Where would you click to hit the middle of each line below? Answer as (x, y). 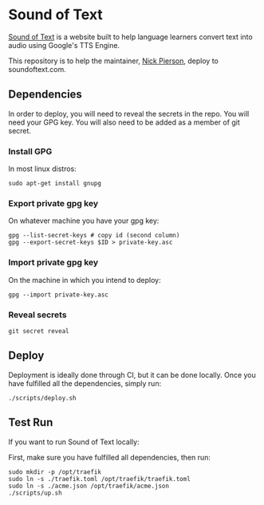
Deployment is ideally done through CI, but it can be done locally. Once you (132, 375)
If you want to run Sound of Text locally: (74, 442)
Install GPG (30, 151)
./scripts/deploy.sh (43, 398)
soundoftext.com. (37, 69)
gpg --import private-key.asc (59, 294)
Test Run (31, 422)
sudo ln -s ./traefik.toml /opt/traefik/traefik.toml (100, 479)
